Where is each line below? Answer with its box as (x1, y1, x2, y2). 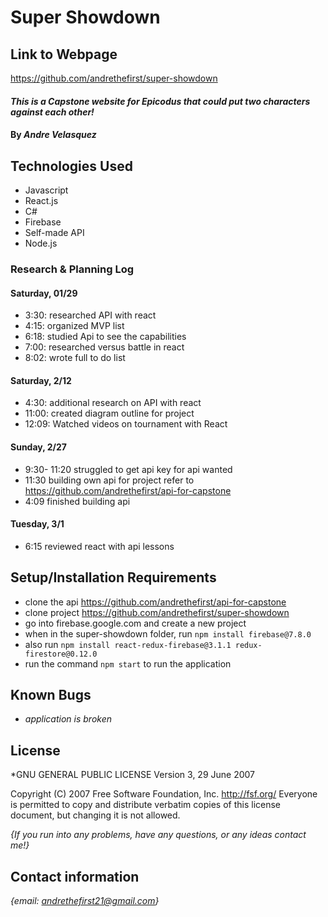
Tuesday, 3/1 (10, 518, 65, 530)
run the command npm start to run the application (24, 657, 232, 670)
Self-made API (24, 227, 85, 238)
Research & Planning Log (10, 262, 135, 276)
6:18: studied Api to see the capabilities (24, 331, 187, 343)
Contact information (10, 868, 140, 885)
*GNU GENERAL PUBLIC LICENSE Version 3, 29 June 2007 (10, 769, 256, 781)
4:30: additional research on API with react (24, 397, 202, 409)
